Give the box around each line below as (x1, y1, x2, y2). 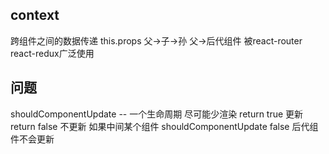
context (10, 7, 60, 24)
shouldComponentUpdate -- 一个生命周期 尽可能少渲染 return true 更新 (10, 108, 304, 120)
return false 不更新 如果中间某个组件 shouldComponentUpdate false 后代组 (10, 120, 319, 132)
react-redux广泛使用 (10, 47, 95, 59)
